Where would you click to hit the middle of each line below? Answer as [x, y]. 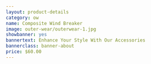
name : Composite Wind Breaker [44, 23]
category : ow [22, 18]
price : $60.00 [24, 52]
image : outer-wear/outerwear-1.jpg [51, 29]
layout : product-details [37, 12]
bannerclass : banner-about [40, 46]
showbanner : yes [26, 35]
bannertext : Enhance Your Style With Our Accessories [76, 40]
